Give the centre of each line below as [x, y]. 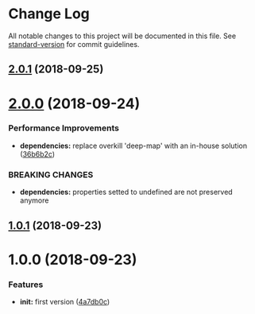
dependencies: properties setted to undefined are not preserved [126, 192]
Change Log [49, 14]
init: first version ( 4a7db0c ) [65, 301]
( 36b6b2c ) [37, 154]
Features [26, 285]
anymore [34, 200]
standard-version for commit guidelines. [74, 44]
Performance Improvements [64, 128]
